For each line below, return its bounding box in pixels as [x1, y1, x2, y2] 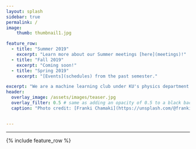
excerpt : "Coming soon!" [16, 62, 77, 68]
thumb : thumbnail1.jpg [16, 30, 72, 36]
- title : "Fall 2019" [11, 56, 64, 63]
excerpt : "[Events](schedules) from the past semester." [16, 73, 158, 79]
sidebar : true [6, 14, 41, 20]
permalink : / [6, 19, 38, 25]
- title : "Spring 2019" [11, 68, 69, 73]
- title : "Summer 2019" [11, 46, 69, 52]
